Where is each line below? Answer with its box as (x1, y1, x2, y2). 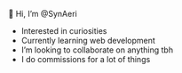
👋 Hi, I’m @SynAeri (8, 9, 77, 19)
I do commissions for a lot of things (20, 54, 151, 64)
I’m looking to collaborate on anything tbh (20, 45, 174, 55)
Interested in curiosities (20, 26, 107, 36)
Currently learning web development (20, 36, 156, 45)
